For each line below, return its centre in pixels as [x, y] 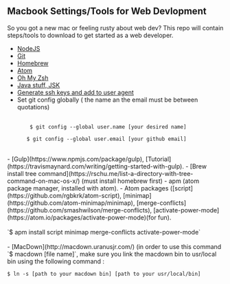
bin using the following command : [56, 261]
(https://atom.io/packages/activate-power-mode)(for [82, 217]
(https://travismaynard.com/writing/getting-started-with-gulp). [95, 166]
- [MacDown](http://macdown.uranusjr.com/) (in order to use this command [114, 246]
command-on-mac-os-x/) [44, 181]
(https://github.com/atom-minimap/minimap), [71, 203]
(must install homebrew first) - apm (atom [140, 181]
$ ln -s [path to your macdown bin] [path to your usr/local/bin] [104, 274]
